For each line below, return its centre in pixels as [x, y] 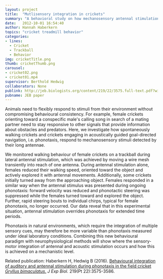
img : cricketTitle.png [28, 59]
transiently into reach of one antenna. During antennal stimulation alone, [77, 165]
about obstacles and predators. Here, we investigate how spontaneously [78, 130]
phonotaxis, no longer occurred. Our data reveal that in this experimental [78, 206]
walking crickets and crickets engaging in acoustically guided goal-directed [81, 135]
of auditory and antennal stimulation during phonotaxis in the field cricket [78, 266]
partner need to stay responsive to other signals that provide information [78, 125]
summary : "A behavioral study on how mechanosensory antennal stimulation [82, 18]
